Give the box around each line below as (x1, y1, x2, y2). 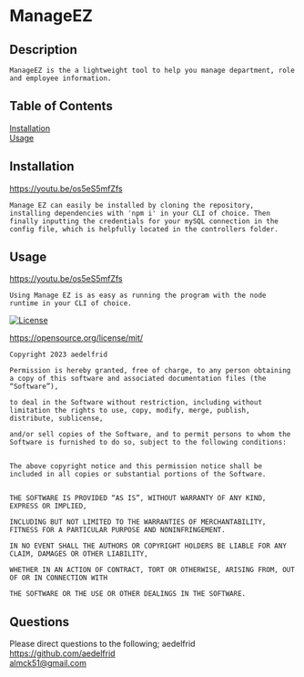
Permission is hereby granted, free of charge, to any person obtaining (9, 366, 291, 375)
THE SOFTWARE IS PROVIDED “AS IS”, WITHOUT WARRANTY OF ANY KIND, (9, 494, 267, 503)
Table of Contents (9, 98, 114, 114)
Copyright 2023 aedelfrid (9, 350, 107, 360)
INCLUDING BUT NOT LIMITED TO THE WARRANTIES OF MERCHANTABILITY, (9, 518, 267, 527)
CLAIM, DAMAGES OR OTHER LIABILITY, (9, 549, 148, 559)
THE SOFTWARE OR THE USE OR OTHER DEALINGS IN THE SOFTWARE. (9, 590, 247, 599)
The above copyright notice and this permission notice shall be (9, 462, 262, 471)
